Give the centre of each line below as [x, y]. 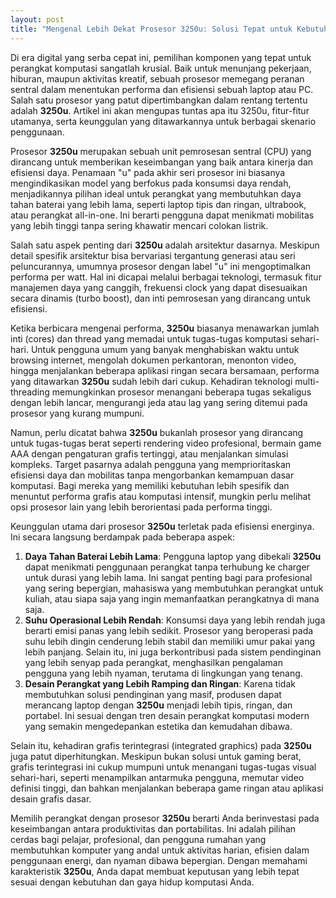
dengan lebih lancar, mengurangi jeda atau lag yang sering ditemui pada [159, 402]
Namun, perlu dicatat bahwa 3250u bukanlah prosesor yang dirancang [157, 432]
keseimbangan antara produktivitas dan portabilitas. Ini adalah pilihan [153, 828]
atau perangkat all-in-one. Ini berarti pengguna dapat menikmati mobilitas [162, 215]
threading [30, 392]
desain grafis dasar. [51, 798]
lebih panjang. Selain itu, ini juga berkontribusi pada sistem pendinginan [173, 652]
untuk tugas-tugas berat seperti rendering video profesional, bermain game [166, 443]
